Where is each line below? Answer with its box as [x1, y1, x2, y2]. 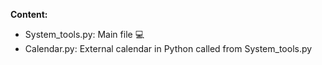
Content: [10, 9, 48, 20]
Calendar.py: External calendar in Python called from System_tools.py [24, 43, 313, 54]
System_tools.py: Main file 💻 [24, 29, 145, 40]
